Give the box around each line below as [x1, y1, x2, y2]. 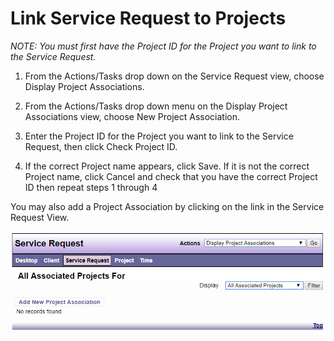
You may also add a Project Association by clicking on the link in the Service [10, 200, 325, 212]
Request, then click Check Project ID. [24, 140, 178, 152]
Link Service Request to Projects [10, 7, 287, 30]
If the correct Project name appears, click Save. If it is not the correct [24, 160, 310, 172]
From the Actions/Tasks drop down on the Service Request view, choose [24, 70, 325, 82]
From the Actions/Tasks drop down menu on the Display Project [24, 100, 288, 112]
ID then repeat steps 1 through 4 [24, 181, 158, 193]
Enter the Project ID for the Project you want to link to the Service [24, 130, 294, 142]
